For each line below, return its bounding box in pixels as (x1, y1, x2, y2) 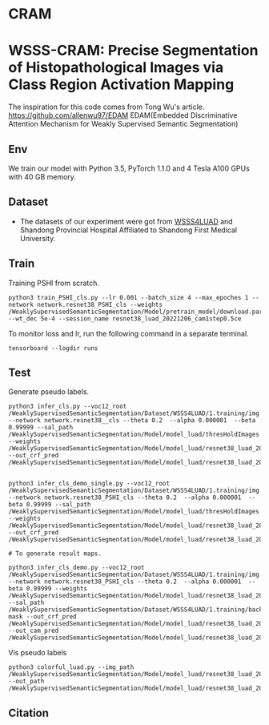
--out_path (8, 678, 45, 686)
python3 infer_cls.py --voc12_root (8, 402, 127, 411)
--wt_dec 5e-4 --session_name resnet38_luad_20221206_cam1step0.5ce (8, 314, 242, 323)
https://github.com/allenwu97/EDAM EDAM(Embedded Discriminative (8, 111, 238, 120)
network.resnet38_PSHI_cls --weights (37, 300, 163, 308)
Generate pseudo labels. (8, 387, 90, 397)
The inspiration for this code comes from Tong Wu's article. (8, 102, 205, 112)
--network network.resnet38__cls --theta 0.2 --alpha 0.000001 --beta (8, 417, 256, 425)
